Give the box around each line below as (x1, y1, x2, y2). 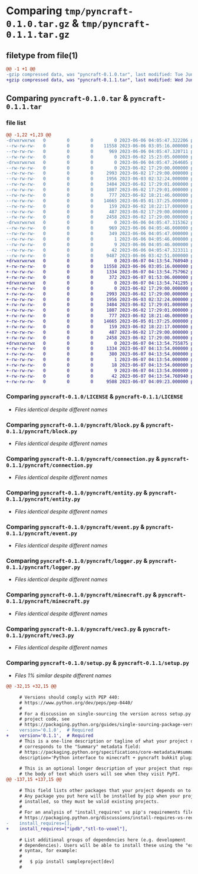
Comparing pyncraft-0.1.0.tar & (6, 93, 128, 104)
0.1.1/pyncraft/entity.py (6, 496, 81, 503)
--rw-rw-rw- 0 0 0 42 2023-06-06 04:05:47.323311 (6, 247, 189, 253)
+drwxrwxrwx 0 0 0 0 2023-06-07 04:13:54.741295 (6, 280, 189, 286)
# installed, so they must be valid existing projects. (19, 799, 160, 804)
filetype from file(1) (6, 50, 78, 60)
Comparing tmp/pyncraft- (6, 4, 134, 18)
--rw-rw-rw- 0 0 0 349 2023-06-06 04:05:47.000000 (6, 231, 189, 237)
